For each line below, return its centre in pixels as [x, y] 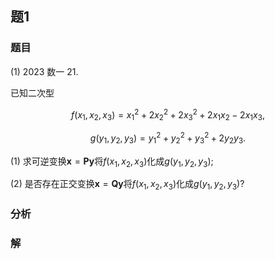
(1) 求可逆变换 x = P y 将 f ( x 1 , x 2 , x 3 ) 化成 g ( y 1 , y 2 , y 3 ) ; [112, 162]
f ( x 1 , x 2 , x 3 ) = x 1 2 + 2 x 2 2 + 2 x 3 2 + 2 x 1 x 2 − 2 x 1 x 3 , [168, 115]
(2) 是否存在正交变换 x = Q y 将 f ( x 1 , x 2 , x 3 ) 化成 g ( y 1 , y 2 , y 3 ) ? [127, 185]
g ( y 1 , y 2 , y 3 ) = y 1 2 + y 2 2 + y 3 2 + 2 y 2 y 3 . [168, 138]
